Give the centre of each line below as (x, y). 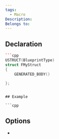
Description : (19, 19)
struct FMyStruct (23, 65)
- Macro (18, 14)
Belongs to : (17, 24)
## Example (16, 97)
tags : (11, 10)
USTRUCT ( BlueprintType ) (30, 60)
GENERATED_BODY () (32, 74)
